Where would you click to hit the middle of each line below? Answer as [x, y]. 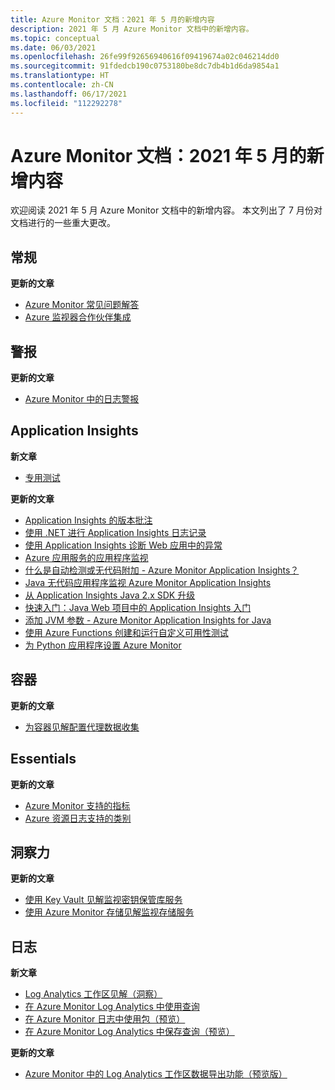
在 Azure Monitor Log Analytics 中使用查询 [112, 1007]
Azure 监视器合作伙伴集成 [78, 317]
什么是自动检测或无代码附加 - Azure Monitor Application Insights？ [162, 570]
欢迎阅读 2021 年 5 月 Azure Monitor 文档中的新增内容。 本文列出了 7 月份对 [166, 210]
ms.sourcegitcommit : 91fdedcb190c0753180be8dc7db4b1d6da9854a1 [145, 66]
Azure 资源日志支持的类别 [78, 818]
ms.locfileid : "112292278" [66, 103]
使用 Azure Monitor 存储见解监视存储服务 [109, 912]
